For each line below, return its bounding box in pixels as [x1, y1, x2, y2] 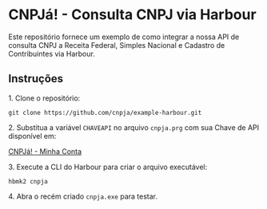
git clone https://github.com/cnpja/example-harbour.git [8, 108, 202, 116]
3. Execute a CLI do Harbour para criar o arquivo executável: [8, 162, 208, 172]
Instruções [8, 72, 64, 85]
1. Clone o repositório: [8, 93, 81, 103]
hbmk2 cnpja [8, 177, 48, 185]
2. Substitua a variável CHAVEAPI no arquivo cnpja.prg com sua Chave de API [8, 122, 260, 132]
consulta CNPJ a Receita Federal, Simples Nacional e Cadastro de [8, 40, 225, 49]
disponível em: [8, 131, 57, 140]
